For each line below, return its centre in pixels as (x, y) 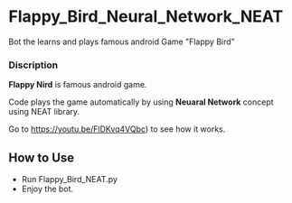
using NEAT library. (44, 112)
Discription (33, 65)
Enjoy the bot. (47, 189)
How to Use (42, 157)
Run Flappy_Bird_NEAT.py (70, 180)
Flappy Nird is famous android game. (78, 85)
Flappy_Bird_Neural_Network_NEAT (146, 17)
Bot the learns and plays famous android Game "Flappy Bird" (122, 42)
